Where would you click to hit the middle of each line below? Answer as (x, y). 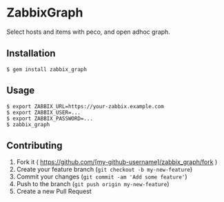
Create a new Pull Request (54, 192)
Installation (31, 53)
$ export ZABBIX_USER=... (43, 112)
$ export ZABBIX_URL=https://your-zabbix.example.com (85, 106)
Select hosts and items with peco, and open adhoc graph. (88, 32)
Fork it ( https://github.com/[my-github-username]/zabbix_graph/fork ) (117, 162)
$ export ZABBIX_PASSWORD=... (50, 119)
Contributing (34, 145)
